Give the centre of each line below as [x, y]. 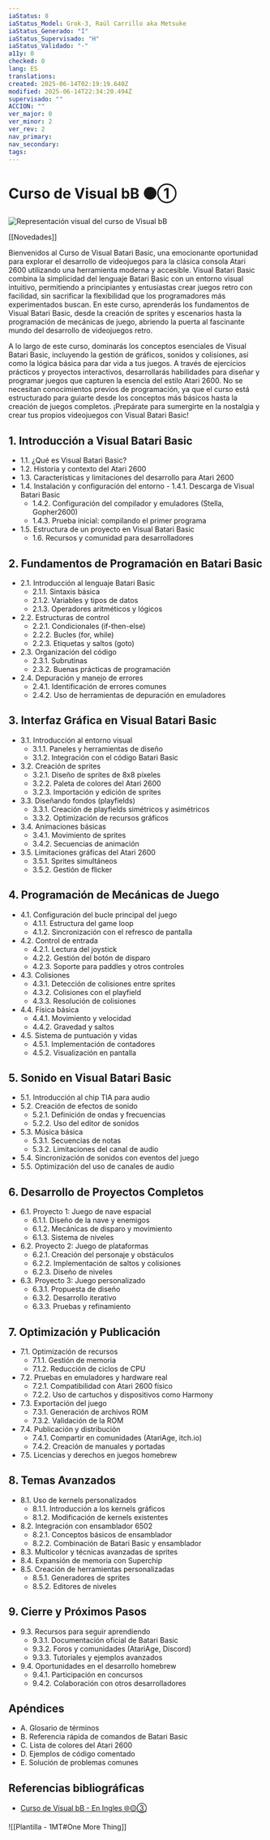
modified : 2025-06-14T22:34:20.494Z [70, 91]
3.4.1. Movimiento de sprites [79, 835]
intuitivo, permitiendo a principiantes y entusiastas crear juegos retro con [131, 287]
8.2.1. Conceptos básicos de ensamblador [102, 1534]
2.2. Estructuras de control [64, 617]
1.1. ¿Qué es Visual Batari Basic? [73, 460]
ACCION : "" [27, 106]
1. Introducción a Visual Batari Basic [101, 440]
